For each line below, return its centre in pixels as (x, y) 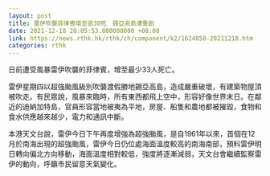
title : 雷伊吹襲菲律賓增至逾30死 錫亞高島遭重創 (82, 23)
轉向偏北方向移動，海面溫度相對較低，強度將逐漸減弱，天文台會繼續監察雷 (138, 154)
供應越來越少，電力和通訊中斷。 (75, 117)
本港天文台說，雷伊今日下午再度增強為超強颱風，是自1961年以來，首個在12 (132, 134)
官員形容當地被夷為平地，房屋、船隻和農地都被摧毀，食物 (159, 107)
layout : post (30, 16)
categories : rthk (37, 46)
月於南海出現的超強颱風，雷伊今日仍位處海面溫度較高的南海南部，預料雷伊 (131, 144)
